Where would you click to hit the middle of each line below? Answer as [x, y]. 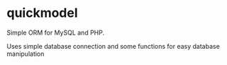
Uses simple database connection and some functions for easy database [113, 46]
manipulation [26, 54]
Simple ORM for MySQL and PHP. [55, 32]
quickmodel [43, 13]
